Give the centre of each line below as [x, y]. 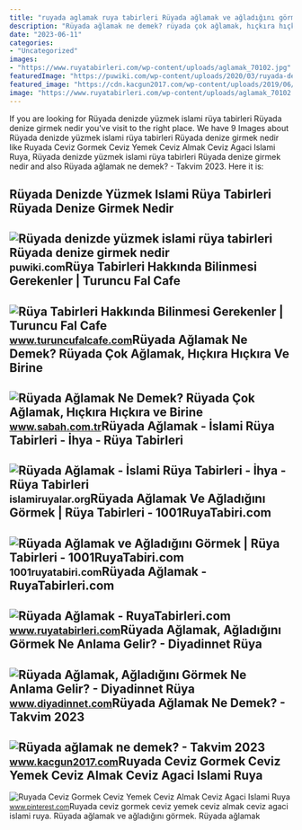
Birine [26, 368]
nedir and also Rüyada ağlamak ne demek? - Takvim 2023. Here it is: [137, 166]
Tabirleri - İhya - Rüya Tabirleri [97, 441]
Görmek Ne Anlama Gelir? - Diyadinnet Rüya [136, 645]
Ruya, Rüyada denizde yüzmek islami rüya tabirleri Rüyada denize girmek [145, 156]
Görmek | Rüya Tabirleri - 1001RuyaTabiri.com [140, 513]
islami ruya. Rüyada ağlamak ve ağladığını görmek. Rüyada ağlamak [135, 816]
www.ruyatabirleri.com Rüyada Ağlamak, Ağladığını [145, 630]
